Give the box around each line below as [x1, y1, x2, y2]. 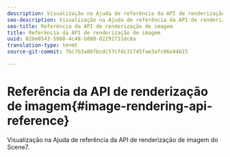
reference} [7, 113, 70, 129]
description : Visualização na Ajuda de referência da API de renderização [7, 10, 225, 17]
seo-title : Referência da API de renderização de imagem [7, 23, 173, 29]
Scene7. [7, 143, 29, 151]
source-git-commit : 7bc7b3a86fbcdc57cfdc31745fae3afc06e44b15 [7, 49, 188, 56]
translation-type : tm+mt [7, 42, 78, 49]
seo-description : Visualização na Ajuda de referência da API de [7, 16, 197, 23]
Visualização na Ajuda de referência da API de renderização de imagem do [7, 135, 218, 144]
